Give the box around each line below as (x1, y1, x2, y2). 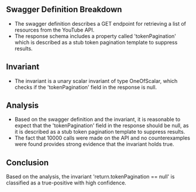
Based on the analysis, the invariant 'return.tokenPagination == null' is (6, 173, 175, 180)
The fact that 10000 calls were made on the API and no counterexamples (14, 134, 190, 142)
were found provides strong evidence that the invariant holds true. (14, 141, 174, 148)
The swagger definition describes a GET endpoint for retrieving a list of (14, 20, 186, 27)
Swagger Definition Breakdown (6, 5, 122, 15)
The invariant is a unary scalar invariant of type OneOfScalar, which (14, 77, 178, 84)
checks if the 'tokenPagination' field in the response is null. (14, 83, 157, 90)
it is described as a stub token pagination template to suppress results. (14, 128, 185, 135)
